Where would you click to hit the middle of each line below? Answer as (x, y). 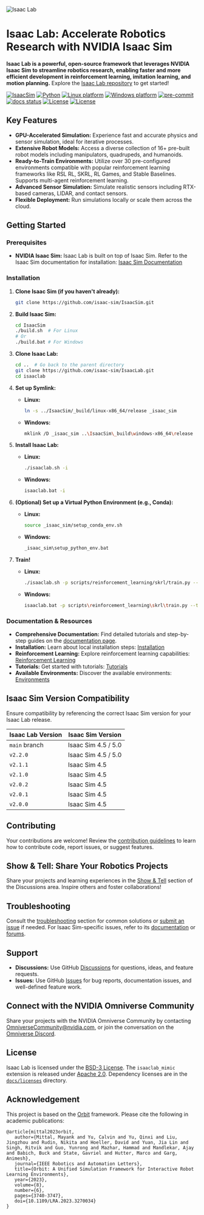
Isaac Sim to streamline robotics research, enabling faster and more (93, 70)
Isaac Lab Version (36, 735)
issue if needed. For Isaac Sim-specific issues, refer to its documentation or (101, 927)
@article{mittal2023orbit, (40, 1132)
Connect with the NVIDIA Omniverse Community (100, 1006)
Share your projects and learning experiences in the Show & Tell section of (100, 881)
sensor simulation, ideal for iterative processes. (74, 141)
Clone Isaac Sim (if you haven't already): (67, 291)
